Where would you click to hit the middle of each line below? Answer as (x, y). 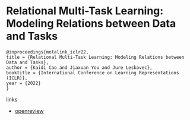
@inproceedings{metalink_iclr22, (47, 52)
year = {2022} (24, 83)
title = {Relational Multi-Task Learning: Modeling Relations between (95, 57)
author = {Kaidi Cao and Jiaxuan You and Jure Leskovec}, (79, 67)
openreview (29, 110)
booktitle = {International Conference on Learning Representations (93, 72)
